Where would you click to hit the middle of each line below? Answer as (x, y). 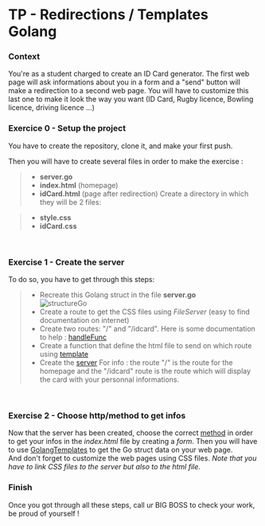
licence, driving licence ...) (52, 108)
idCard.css (58, 226)
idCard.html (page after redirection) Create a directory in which (144, 194)
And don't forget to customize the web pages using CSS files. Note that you (132, 458)
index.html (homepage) (79, 185)
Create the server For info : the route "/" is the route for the (136, 363)
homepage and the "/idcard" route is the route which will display (145, 371)
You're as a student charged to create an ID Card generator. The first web (129, 74)
